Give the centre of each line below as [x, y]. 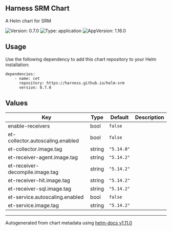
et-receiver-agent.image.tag [43, 157]
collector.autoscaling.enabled [44, 141]
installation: [17, 65]
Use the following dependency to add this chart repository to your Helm [81, 59]
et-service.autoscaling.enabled [46, 197]
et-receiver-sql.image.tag [40, 189]
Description [149, 117]
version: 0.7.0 [35, 87]
